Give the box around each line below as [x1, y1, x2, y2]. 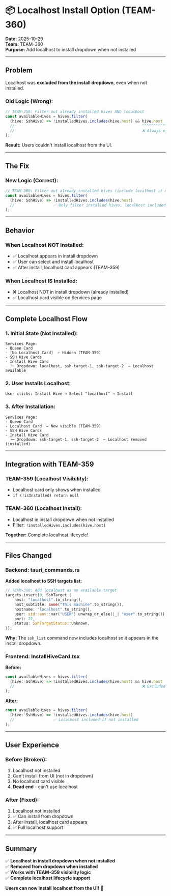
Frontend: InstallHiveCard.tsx [5, 653, 80, 660]
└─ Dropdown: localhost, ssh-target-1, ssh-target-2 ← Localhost [10, 364, 154, 369]
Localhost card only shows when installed [12, 487, 101, 493]
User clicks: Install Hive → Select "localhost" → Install [5, 391, 133, 396]
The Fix [5, 161, 30, 170]
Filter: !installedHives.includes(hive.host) [12, 522, 106, 528]
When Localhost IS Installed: [5, 277, 78, 284]
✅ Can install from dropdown [12, 813, 74, 820]
